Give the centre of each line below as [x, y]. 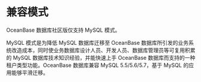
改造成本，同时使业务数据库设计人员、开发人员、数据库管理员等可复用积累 [103, 50]
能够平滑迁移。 [30, 72]
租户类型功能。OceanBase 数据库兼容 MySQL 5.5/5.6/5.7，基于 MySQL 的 [97, 65]
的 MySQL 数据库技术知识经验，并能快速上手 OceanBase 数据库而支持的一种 [101, 57]
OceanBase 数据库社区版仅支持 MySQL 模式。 [63, 30]
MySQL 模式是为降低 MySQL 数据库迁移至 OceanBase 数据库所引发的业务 [97, 42]
